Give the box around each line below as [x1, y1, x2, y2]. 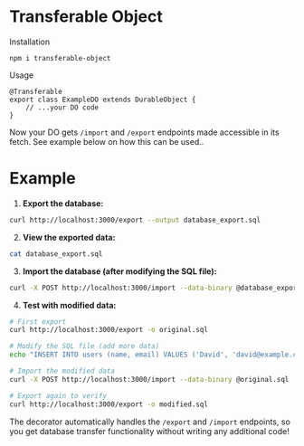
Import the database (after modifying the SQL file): [22, 265, 217, 277]
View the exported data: [22, 232, 116, 242]
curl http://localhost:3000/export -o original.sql [9, 326, 208, 335]
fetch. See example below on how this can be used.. [9, 136, 204, 147]
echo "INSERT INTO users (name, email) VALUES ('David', [9, 350, 229, 359]
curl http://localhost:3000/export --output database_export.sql [9, 215, 261, 224]
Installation [9, 36, 51, 47]
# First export [9, 317, 67, 327]
